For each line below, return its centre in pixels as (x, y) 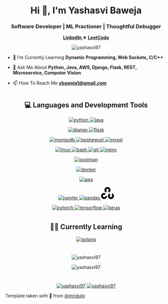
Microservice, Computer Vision (47, 73)
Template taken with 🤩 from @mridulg (45, 296)
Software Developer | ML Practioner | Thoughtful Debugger (86, 27)
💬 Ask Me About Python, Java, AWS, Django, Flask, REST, (75, 67)
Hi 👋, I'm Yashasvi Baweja (86, 11)
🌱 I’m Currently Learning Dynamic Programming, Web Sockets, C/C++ (88, 57)
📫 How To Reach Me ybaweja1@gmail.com (59, 83)
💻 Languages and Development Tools (86, 105)
